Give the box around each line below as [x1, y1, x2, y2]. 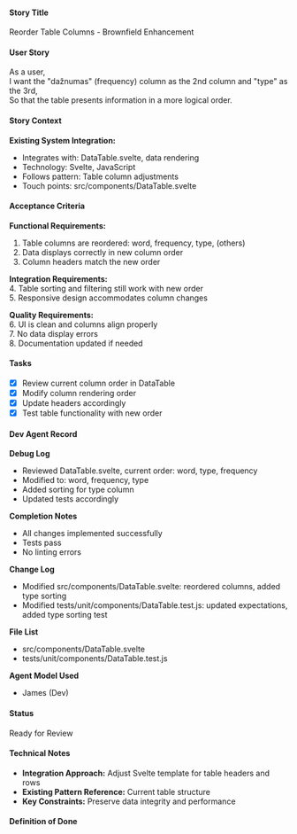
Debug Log [9, 448, 50, 459]
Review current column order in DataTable [21, 378, 175, 389]
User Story [9, 47, 50, 58]
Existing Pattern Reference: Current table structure [21, 786, 210, 797]
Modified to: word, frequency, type [21, 475, 149, 486]
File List [9, 627, 39, 637]
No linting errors [21, 547, 82, 557]
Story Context [9, 115, 62, 126]
